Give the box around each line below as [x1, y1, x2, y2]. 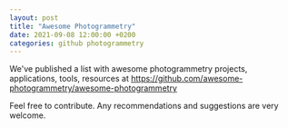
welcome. [9, 110, 46, 121]
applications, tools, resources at [9, 74, 129, 84]
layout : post [9, 13, 59, 23]
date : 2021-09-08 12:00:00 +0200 [9, 30, 136, 39]
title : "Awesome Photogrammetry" [9, 22, 136, 31]
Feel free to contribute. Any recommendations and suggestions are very [9, 101, 279, 112]
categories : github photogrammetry [9, 38, 144, 48]
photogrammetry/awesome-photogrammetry [9, 83, 177, 94]
